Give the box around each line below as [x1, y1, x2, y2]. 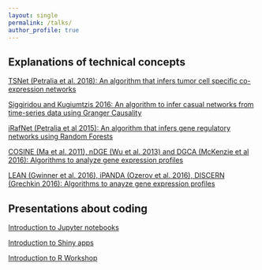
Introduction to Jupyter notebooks [8, 223, 120, 232]
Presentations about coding [8, 202, 148, 215]
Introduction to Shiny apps [8, 238, 95, 247]
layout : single [8, 11, 58, 20]
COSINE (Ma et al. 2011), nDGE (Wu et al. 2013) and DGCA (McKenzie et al [8, 147, 249, 157]
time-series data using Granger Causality [8, 108, 142, 118]
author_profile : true [8, 26, 80, 34]
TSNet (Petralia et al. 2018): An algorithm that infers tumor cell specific [8, 76, 238, 86]
